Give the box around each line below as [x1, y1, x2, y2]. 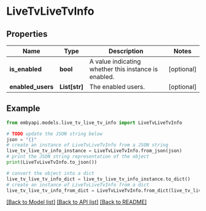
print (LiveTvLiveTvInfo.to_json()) [6, 159, 97, 166]
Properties [6, 29, 48, 39]
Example [6, 103, 40, 114]
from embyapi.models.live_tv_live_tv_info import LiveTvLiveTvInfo [6, 120, 183, 126]
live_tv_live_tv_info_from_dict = [6, 187, 95, 194]
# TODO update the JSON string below [6, 131, 103, 137]
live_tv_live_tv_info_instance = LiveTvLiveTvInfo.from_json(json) [6, 148, 183, 154]
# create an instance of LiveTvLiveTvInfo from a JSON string [6, 142, 169, 148]
